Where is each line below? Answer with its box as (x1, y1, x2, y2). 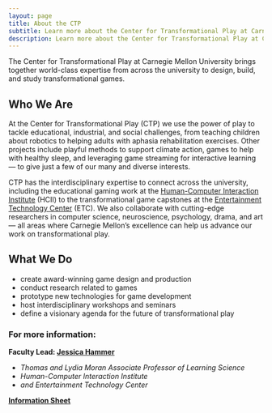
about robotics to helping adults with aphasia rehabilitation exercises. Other (8, 136, 261, 146)
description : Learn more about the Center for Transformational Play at (8, 34, 259, 43)
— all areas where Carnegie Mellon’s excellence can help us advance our (8, 220, 253, 231)
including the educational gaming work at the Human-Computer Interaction (8, 186, 259, 196)
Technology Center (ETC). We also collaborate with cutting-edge (8, 203, 225, 213)
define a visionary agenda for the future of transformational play (19, 309, 235, 318)
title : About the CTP (8, 19, 82, 28)
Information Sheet (8, 396, 71, 406)
